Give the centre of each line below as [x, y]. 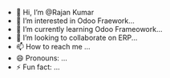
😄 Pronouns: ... [42, 58]
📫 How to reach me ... [53, 47]
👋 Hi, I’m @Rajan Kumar [55, 12]
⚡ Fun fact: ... [38, 67]
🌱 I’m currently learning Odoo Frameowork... [89, 29]
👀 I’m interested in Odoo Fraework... [75, 21]
